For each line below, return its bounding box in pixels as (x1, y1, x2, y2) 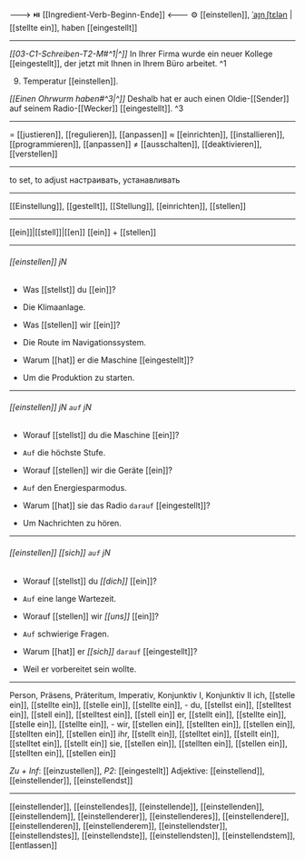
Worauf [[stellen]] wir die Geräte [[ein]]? (22, 464, 173, 476)
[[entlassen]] (9, 839, 57, 850)
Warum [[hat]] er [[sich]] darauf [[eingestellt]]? (22, 645, 198, 656)
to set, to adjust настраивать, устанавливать (9, 175, 181, 185)
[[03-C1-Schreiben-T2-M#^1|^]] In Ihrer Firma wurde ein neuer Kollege (9, 48, 273, 59)
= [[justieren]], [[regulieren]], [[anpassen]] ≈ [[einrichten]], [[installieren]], (9, 129, 285, 140)
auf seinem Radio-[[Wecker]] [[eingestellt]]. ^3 (9, 103, 184, 114)
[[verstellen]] (9, 148, 58, 159)
